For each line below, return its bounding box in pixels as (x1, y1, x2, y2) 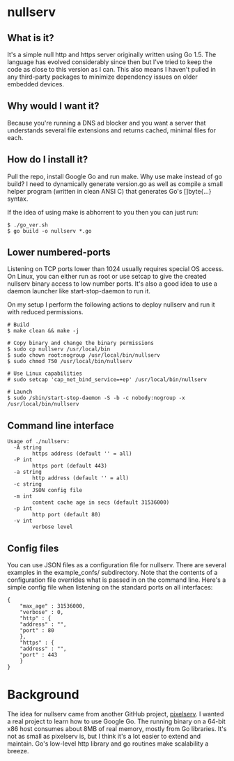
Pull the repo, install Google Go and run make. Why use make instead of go (7, 172, 223, 180)
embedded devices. (7, 80, 65, 88)
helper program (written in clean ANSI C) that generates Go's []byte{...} (7, 187, 212, 195)
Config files (7, 542, 59, 554)
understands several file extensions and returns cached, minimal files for (7, 126, 217, 134)
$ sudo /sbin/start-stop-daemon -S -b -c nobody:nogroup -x (7, 394, 186, 401)
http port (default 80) (32, 512, 101, 518)
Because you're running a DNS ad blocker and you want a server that (7, 118, 206, 127)
